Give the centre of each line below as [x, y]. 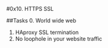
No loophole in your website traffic [59, 39]
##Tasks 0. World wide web [41, 20]
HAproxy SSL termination [47, 32]
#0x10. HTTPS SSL [30, 9]
